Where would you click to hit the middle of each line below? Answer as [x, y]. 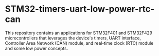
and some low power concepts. [36, 48]
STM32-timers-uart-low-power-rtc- [80, 9]
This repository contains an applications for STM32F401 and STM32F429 [79, 33]
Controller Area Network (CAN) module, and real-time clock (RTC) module [79, 43]
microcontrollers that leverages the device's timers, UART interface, [73, 38]
